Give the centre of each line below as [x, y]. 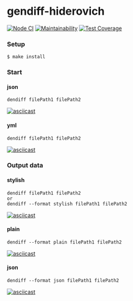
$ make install [26, 57]
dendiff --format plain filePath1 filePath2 [64, 242]
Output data [25, 166]
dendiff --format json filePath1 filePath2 [63, 281]
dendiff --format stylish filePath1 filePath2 [67, 204]
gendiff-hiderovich [56, 11]
